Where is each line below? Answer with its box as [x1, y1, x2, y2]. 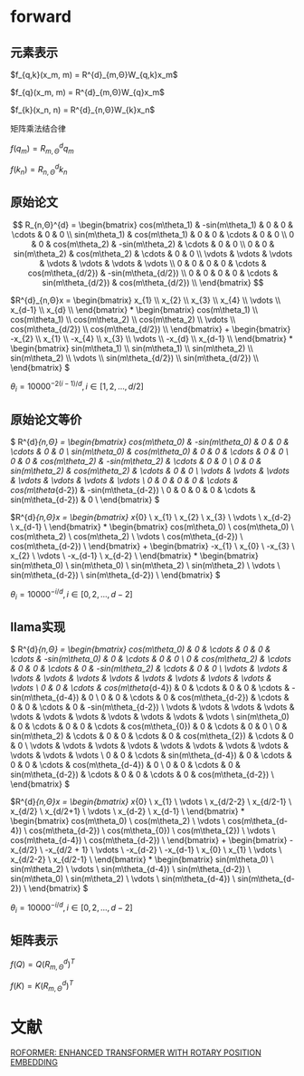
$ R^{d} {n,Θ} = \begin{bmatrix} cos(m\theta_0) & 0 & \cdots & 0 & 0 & [10, 644, 271, 654]
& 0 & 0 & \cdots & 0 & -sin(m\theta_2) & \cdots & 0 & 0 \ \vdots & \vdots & [10, 664, 289, 674]
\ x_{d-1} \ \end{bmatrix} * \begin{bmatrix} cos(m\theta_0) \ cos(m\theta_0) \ [10, 521, 295, 532]
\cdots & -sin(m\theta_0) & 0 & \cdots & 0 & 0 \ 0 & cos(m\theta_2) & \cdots [10, 654, 292, 664]
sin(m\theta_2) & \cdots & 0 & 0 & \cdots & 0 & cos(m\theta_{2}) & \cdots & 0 [10, 731, 294, 742]
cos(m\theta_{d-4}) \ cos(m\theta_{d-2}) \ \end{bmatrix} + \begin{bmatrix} [10, 835, 288, 846]
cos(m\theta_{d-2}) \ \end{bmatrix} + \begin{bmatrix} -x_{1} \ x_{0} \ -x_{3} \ [10, 540, 295, 551]
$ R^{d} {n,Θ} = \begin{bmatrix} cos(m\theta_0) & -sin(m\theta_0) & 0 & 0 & [10, 436, 290, 447]
